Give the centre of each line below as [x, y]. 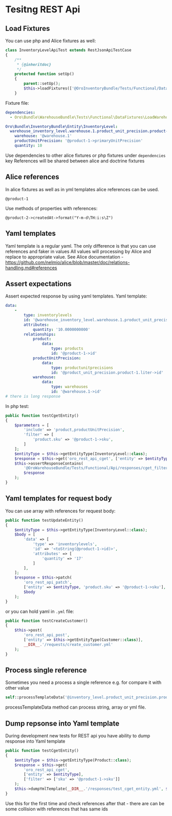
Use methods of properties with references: [51, 208]
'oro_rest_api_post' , [47, 635]
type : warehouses [69, 387]
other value [17, 688]
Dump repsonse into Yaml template [62, 723]
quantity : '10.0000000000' [61, 329]
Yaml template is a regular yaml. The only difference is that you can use [81, 246]
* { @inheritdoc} [34, 64]
